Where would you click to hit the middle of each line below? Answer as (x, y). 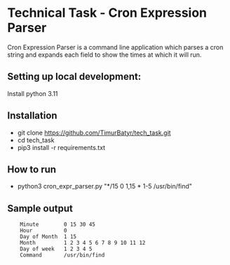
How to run (32, 169)
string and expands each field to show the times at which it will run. (104, 55)
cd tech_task (36, 140)
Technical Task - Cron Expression (107, 13)
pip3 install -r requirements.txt (61, 147)
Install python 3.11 (33, 93)
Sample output (40, 208)
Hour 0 (44, 231)
